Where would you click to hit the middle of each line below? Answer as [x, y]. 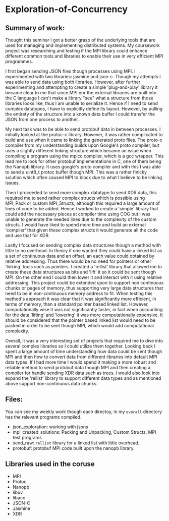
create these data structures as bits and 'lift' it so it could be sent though [81, 272]
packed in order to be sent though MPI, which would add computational [79, 326]
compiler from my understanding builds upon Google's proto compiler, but [82, 145]
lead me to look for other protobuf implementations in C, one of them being [83, 161]
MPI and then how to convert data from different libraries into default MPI [81, 357]
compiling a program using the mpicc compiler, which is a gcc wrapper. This [84, 156]
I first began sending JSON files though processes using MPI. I [70, 71]
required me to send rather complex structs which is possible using [75, 198]
